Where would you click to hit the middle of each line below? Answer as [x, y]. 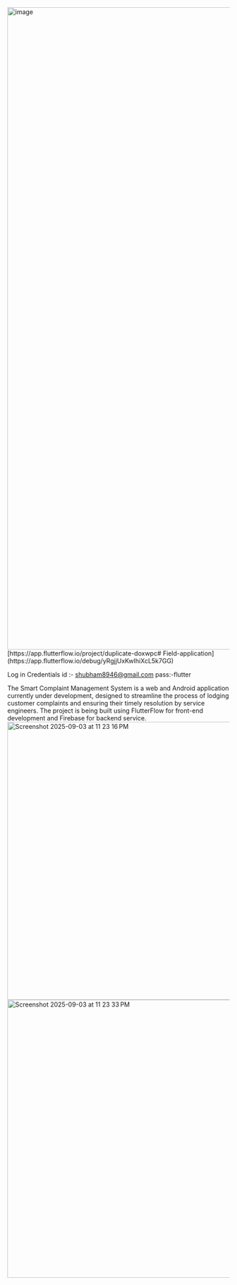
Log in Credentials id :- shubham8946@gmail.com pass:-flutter [99, 675]
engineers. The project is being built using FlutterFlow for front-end [105, 711]
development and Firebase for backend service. [77, 718]
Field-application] [188, 653]
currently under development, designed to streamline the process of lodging [118, 696]
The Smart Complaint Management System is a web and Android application [118, 688]
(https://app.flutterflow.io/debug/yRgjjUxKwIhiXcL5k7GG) [91, 661]
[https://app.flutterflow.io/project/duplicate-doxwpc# [84, 653]
